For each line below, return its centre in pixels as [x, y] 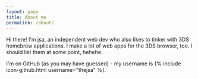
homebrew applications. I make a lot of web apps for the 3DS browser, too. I [99, 46]
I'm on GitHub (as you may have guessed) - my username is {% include [94, 64]
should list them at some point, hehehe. [54, 52]
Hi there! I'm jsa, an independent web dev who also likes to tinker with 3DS [98, 40]
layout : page [22, 12]
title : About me [26, 17]
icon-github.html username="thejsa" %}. [56, 70]
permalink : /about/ [30, 23]
